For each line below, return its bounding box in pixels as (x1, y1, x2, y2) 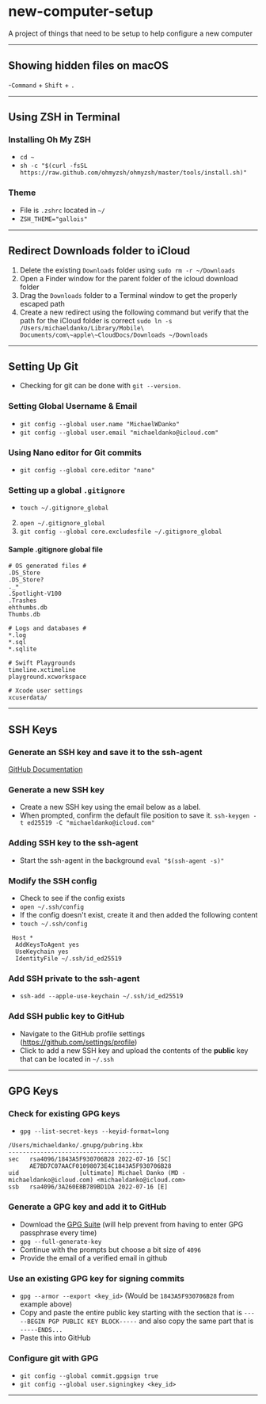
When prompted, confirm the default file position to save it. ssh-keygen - (19, 811, 257, 820)
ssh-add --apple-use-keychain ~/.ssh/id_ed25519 (19, 993, 184, 1001)
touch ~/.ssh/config (19, 920, 88, 929)
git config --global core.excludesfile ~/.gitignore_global (19, 528, 222, 536)
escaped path (19, 299, 66, 308)
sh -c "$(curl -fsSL (19, 162, 88, 170)
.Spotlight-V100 (8, 589, 62, 598)
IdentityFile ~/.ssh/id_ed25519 (15, 955, 123, 963)
